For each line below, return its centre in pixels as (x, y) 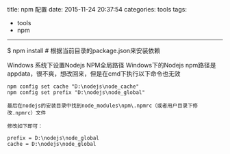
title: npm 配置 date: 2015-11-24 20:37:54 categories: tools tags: (97, 9)
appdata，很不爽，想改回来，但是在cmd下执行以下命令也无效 (94, 74)
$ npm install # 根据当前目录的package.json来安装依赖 (84, 50)
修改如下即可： (25, 126)
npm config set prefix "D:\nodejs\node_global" (76, 93)
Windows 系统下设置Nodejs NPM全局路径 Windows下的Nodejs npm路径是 (112, 65)
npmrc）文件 (31, 113)
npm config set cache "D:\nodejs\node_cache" (73, 87)
